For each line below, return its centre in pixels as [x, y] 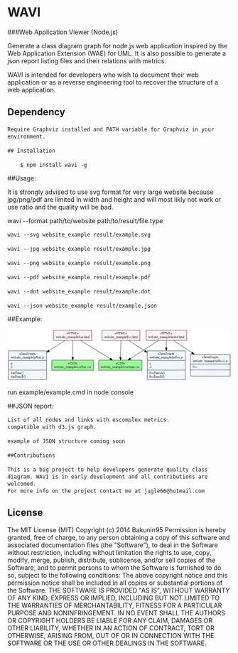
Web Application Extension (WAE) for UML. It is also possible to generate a [117, 53]
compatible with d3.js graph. [52, 427]
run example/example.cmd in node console [71, 392]
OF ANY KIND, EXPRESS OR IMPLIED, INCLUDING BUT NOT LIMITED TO [114, 598]
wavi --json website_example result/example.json [82, 306]
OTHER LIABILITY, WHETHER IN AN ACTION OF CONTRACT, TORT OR [111, 628]
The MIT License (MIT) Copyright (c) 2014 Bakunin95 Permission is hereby [117, 529]
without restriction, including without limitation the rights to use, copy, [109, 552]
